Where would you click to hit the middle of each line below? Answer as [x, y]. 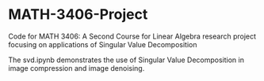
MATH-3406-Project [78, 15]
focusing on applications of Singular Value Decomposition [103, 44]
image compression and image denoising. [77, 68]
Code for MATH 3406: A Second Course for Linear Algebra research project [132, 36]
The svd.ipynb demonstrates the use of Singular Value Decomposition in [126, 60]
